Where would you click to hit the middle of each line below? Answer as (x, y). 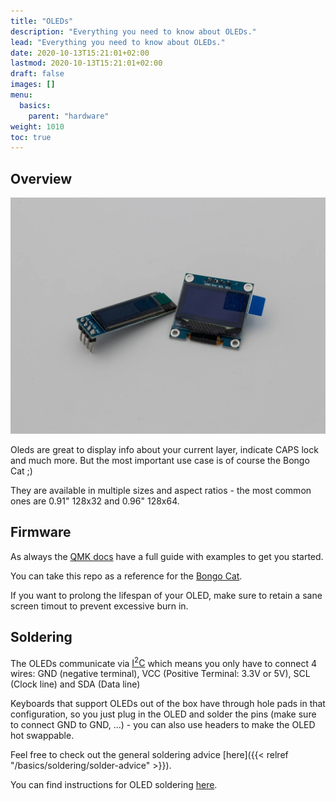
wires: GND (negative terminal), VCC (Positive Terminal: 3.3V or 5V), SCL (160, 674)
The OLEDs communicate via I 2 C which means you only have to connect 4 (163, 662)
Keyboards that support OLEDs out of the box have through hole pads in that (168, 704)
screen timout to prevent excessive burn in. (99, 606)
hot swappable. (42, 736)
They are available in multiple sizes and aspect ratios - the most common (161, 491)
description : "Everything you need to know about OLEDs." (133, 31)
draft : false (37, 74)
